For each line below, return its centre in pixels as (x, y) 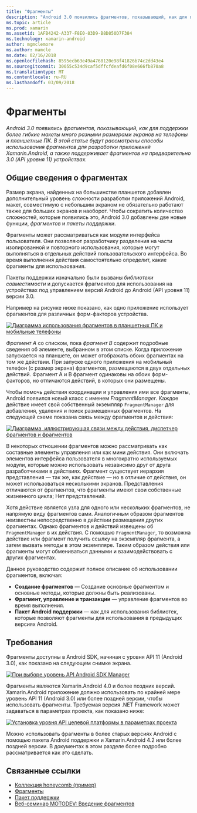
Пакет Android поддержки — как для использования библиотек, (96, 611)
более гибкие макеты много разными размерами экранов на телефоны (97, 134)
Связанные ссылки (43, 771)
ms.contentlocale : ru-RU (36, 77)
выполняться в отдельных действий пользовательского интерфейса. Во (97, 253)
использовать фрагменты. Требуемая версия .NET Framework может (93, 705)
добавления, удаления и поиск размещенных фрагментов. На (84, 410)
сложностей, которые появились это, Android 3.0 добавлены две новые (96, 217)
